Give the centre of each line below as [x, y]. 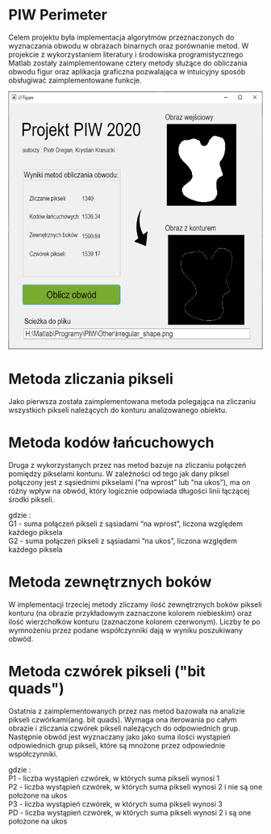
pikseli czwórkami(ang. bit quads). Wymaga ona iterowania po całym [123, 719]
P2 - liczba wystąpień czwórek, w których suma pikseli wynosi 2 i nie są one [135, 786]
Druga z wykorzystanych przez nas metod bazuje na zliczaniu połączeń [127, 465]
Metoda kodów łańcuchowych [112, 443]
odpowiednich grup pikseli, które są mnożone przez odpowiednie [117, 745]
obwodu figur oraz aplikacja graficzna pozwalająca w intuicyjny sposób [127, 71]
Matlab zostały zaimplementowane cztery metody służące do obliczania [128, 63]
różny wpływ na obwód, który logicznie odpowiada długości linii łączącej [129, 491]
